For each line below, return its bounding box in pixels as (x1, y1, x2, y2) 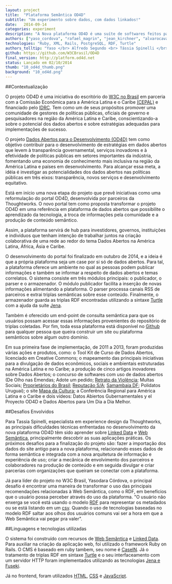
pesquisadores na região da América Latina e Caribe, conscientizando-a (5, 115, 158, 121)
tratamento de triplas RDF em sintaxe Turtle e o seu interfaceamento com (5, 552, 160, 558)
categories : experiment (5, 27, 56, 32)
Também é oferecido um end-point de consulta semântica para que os (5, 313, 155, 318)
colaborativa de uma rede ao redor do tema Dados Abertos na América (5, 238, 155, 244)
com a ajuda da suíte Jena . (5, 302, 62, 308)
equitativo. (5, 180, 28, 186)
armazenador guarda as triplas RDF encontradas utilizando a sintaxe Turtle (5, 297, 163, 303)
